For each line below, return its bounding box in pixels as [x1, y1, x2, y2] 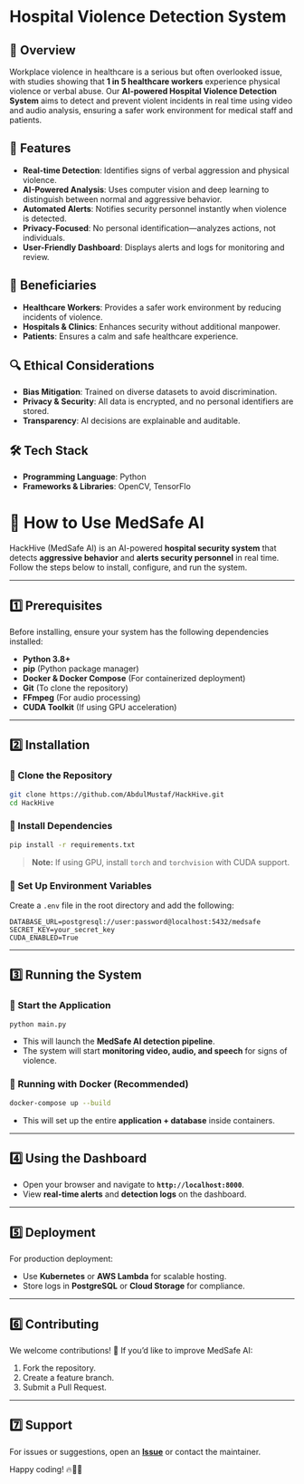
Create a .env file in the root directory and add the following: [9, 900, 234, 911]
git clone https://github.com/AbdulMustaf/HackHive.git [9, 790, 224, 799]
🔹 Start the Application [9, 999, 111, 1012]
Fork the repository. [22, 1363, 97, 1373]
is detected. [22, 213, 68, 224]
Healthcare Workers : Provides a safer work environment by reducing [22, 302, 282, 313]
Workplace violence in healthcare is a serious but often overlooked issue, [9, 66, 283, 77]
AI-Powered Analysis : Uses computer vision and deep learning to [22, 184, 270, 195]
